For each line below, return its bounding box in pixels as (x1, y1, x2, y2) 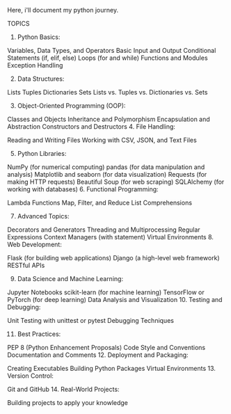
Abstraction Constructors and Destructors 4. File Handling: (7, 122, 176, 131)
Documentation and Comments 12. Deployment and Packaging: (7, 351, 189, 359)
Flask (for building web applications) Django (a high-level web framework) (7, 254, 221, 262)
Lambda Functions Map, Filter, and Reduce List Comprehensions (7, 198, 193, 207)
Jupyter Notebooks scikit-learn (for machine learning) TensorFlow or (7, 288, 205, 296)
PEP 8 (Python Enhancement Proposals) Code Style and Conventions (7, 344, 206, 351)
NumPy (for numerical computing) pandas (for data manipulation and (7, 163, 205, 171)
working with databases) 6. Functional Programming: (7, 185, 159, 193)
